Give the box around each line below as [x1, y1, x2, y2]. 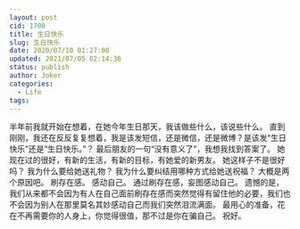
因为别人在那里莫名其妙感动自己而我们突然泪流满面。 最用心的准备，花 [24, 200, 286, 210]
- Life [17, 87, 42, 96]
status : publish [9, 63, 70, 72]
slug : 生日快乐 [9, 37, 61, 47]
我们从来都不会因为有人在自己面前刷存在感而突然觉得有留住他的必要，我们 [9, 188, 283, 199]
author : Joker [9, 71, 62, 80]
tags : [9, 95, 29, 105]
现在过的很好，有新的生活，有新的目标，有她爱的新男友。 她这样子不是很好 [9, 155, 286, 166]
